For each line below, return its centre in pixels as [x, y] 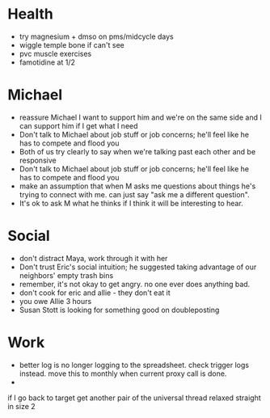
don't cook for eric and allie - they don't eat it [95, 293]
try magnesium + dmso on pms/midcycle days [97, 36]
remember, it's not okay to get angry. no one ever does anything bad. [135, 284]
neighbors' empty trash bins [66, 275]
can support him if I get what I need [78, 125]
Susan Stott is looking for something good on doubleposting [119, 310]
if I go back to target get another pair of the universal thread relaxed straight [135, 398]
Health [30, 14]
